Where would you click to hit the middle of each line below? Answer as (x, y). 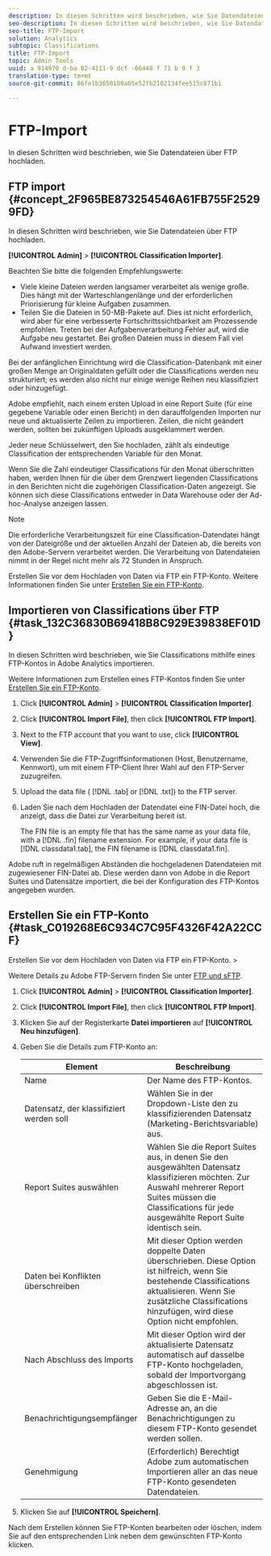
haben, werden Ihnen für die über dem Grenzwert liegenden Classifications (133, 478)
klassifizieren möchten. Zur (198, 1177)
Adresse (163, 1408)
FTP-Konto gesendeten (191, 1482)
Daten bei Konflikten (63, 1276)
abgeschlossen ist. (182, 1385)
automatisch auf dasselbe (196, 1354)
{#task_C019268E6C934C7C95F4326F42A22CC (135, 928)
